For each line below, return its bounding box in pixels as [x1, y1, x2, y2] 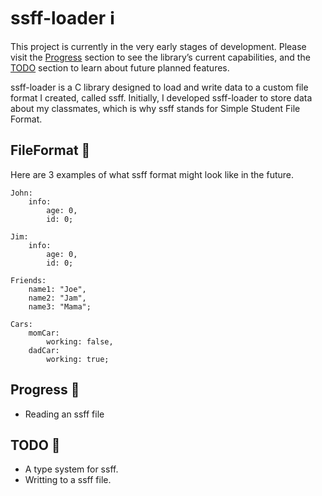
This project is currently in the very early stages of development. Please [10, 40, 307, 52]
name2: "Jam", [28, 293, 87, 303]
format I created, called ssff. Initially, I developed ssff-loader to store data [10, 91, 313, 104]
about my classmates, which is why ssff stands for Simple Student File [10, 102, 301, 114]
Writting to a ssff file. [24, 474, 112, 486]
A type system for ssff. [24, 463, 119, 475]
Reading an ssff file [24, 408, 105, 420]
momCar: [28, 328, 60, 338]
